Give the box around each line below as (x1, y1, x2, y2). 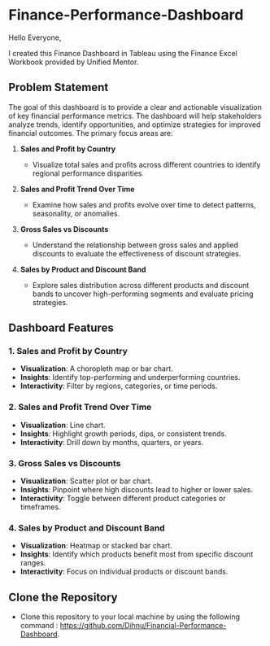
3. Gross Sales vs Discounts (8, 457, 121, 469)
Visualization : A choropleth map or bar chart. (20, 364, 173, 373)
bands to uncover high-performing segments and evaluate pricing (32, 289, 254, 299)
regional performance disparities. (32, 168, 145, 178)
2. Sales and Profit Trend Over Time (8, 401, 152, 412)
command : (20, 621, 59, 631)
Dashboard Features (8, 321, 114, 335)
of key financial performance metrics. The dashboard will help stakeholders (8, 111, 262, 120)
